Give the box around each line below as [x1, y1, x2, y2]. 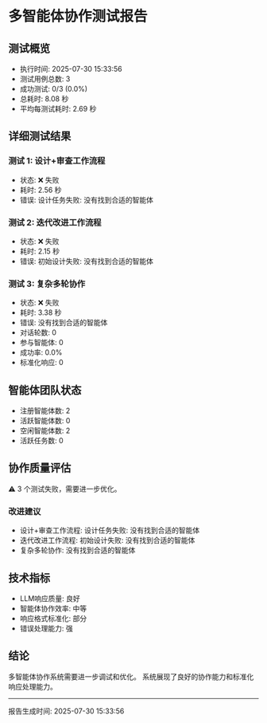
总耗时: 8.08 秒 [19, 94, 69, 104]
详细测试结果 [8, 129, 72, 143]
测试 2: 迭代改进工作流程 [8, 217, 102, 228]
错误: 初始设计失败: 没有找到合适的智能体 [19, 256, 153, 265]
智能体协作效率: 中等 [19, 603, 87, 614]
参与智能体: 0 [19, 338, 64, 348]
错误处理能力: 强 [19, 623, 73, 634]
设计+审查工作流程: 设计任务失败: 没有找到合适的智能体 [19, 525, 200, 535]
